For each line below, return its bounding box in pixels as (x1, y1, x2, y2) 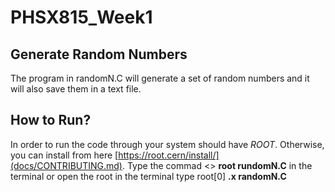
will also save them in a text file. (10, 83, 142, 95)
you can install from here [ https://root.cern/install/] (10, 149, 220, 161)
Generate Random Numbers (10, 46, 188, 63)
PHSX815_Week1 (10, 6, 153, 29)
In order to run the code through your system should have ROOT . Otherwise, (10, 138, 325, 150)
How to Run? (10, 112, 92, 129)
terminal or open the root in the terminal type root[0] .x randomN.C (10, 170, 287, 182)
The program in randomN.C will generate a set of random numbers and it (10, 72, 310, 84)
